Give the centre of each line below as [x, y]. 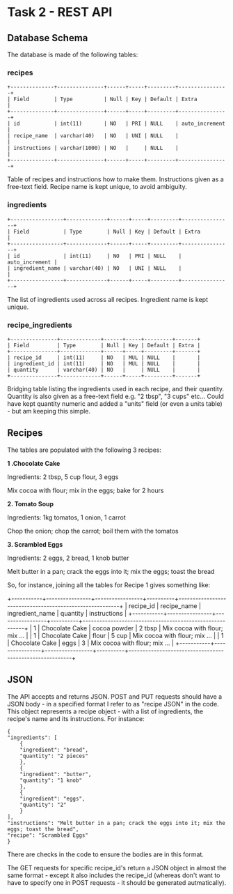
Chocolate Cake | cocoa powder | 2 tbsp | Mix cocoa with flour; [132, 628]
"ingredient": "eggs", [53, 798]
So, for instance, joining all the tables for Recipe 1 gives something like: [109, 585]
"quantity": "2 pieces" [54, 756]
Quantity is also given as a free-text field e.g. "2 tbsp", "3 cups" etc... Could [116, 396]
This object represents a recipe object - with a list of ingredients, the [105, 711]
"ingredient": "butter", [56, 774]
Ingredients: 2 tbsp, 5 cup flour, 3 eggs [63, 477]
